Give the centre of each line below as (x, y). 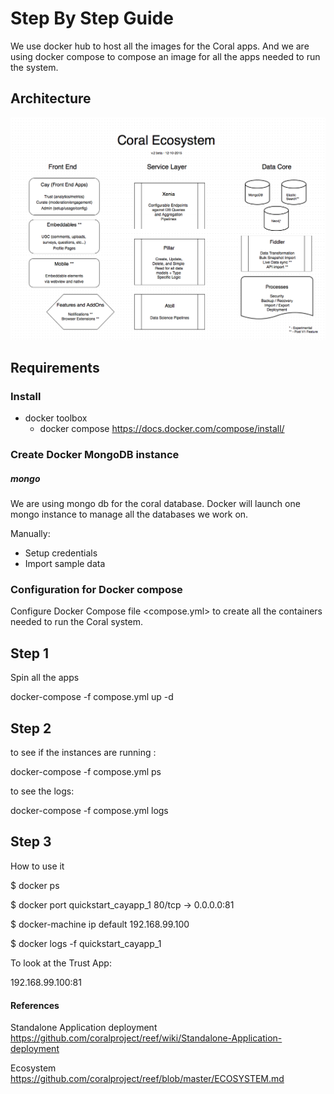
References (35, 1005)
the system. (34, 67)
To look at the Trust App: (61, 963)
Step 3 (31, 842)
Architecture (51, 98)
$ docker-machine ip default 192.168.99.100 (100, 924)
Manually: (30, 534)
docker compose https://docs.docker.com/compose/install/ (162, 429)
